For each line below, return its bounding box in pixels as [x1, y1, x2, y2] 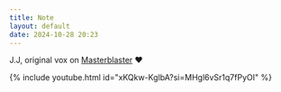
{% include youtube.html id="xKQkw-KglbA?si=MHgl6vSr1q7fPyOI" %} [9, 72, 273, 83]
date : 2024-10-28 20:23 [9, 30, 99, 39]
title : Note [9, 13, 54, 23]
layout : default [9, 22, 70, 31]
